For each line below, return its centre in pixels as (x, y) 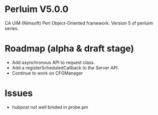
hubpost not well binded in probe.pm (50, 107)
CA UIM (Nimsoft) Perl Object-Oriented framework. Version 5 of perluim (79, 23)
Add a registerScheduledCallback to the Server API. (65, 67)
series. (12, 28)
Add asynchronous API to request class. (53, 62)
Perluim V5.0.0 (37, 9)
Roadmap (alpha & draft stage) (69, 49)
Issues (19, 93)
